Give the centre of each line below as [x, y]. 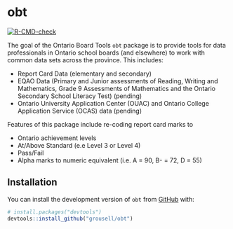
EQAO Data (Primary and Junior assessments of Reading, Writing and [118, 81]
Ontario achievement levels [57, 138]
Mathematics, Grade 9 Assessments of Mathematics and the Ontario [116, 88]
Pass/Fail [31, 153]
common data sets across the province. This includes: [85, 60]
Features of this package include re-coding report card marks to [100, 124]
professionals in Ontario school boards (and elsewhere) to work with [106, 53]
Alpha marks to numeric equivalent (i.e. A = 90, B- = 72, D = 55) [109, 160]
